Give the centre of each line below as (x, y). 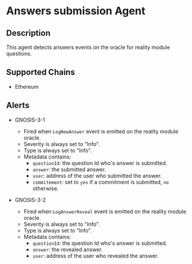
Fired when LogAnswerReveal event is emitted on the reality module (105, 211)
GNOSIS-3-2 (30, 200)
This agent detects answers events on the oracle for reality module (88, 47)
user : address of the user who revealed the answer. (95, 256)
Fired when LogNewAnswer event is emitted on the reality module (101, 131)
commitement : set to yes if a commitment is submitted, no (101, 182)
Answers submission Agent (76, 11)
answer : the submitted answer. (69, 169)
